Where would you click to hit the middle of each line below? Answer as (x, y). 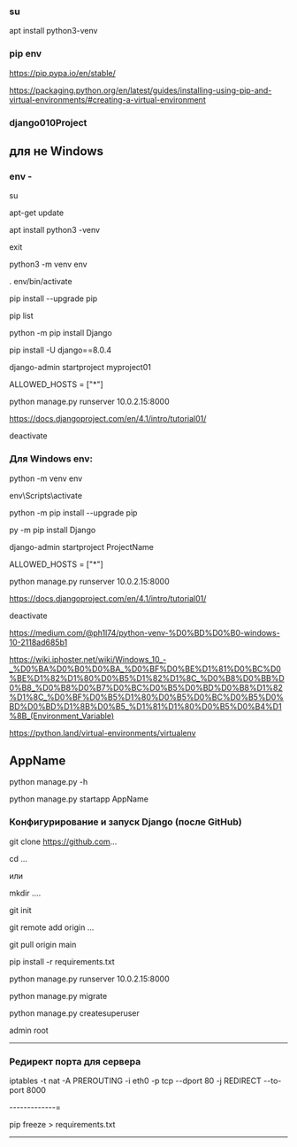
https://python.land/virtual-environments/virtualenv (103, 732)
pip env (26, 54)
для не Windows (57, 151)
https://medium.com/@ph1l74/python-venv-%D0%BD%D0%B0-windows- (145, 632)
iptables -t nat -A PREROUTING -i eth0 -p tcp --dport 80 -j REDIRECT (136, 1081)
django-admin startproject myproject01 (80, 368)
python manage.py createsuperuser (74, 1013)
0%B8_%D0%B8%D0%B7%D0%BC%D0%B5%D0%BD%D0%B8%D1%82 (146, 687)
